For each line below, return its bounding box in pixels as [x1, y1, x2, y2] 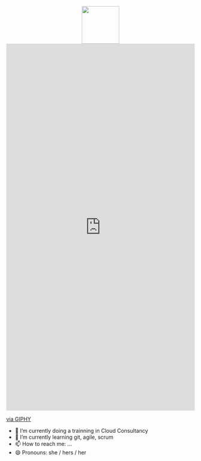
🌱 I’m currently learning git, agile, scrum [14, 433, 114, 441]
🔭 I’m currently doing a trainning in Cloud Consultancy [14, 427, 148, 434]
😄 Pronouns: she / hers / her [14, 448, 87, 456]
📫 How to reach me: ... [14, 440, 72, 447]
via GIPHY [6, 415, 32, 423]
